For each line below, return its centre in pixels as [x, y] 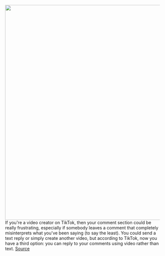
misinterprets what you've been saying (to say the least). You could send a [81, 233]
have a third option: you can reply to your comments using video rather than [82, 243]
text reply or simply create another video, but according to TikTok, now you [81, 238]
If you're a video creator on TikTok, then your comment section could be [78, 223]
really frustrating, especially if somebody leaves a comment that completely [82, 228]
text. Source [17, 249]
